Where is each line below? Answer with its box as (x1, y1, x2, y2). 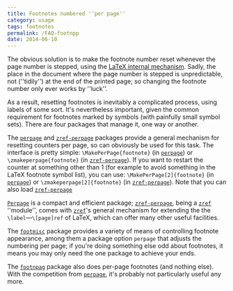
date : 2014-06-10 (7, 36, 58, 43)
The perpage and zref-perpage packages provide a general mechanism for (7, 133, 220, 142)
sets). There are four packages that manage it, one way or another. (7, 120, 200, 128)
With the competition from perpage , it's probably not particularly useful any (7, 270, 221, 278)
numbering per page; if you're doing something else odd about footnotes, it (7, 242, 223, 250)
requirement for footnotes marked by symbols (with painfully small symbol (7, 113, 220, 122)
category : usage (7, 17, 54, 24)
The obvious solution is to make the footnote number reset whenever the (7, 55, 216, 63)
